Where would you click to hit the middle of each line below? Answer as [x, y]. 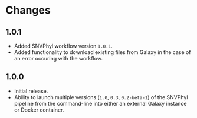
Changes [28, 10]
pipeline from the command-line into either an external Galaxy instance [100, 103]
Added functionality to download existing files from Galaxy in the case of [102, 52]
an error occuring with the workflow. [58, 58]
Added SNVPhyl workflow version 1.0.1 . [63, 46]
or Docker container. [39, 110]
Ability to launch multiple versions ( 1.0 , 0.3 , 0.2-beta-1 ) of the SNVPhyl [101, 97]
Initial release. [31, 91]
